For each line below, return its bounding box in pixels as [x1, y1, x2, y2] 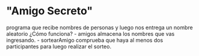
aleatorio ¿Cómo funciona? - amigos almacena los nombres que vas [6, 30, 175, 37]
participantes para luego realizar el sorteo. [6, 43, 112, 50]
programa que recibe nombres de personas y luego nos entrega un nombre [6, 24, 194, 31]
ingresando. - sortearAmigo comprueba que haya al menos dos [6, 36, 164, 43]
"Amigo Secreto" [6, 4, 93, 18]
